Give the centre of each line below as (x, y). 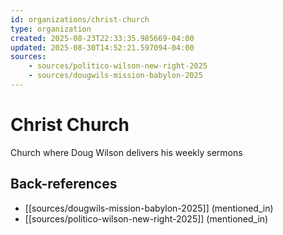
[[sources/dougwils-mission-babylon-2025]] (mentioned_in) (149, 208)
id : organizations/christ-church (80, 19)
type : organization (51, 29)
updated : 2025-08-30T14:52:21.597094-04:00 (102, 47)
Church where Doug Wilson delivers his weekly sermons (126, 152)
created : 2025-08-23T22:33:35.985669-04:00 (102, 38)
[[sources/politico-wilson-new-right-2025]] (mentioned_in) (146, 218)
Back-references (64, 184)
